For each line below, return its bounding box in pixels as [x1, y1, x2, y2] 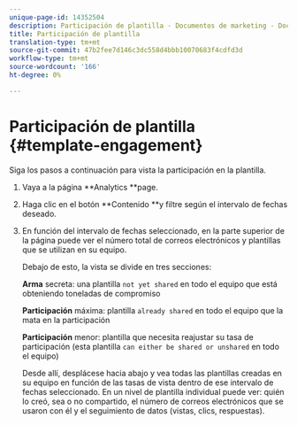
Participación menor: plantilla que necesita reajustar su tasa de [21, 331, 254, 342]
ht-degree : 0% [9, 71, 62, 80]
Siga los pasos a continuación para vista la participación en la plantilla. [9, 165, 267, 175]
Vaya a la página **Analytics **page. [21, 182, 159, 192]
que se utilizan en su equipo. [21, 244, 127, 255]
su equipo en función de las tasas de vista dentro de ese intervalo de [21, 377, 274, 388]
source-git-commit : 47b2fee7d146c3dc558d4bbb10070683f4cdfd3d [9, 46, 243, 55]
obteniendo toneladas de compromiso [21, 288, 161, 298]
